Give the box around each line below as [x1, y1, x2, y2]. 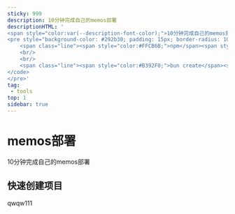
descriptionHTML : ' [7, 23, 64, 30]
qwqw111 [7, 199, 33, 207]
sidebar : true [7, 101, 49, 108]
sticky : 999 [7, 10, 42, 17]
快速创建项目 [7, 180, 63, 192]
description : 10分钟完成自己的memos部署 [7, 17, 117, 24]
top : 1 [7, 95, 27, 102]
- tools [10, 88, 33, 95]
